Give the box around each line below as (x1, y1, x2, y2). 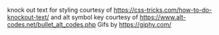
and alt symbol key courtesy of (50, 13, 138, 21)
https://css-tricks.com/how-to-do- (113, 6, 212, 14)
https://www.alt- (139, 13, 186, 21)
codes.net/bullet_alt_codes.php (7, 21, 96, 28)
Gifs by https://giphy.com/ (97, 21, 171, 28)
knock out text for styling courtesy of (7, 6, 112, 14)
